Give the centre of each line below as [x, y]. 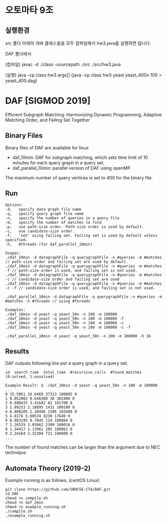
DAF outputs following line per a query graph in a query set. [67, 363]
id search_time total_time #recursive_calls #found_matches [73, 373]
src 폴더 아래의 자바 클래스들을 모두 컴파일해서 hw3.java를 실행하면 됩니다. [78, 43]
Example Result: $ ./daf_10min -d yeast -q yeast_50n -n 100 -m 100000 [81, 386]
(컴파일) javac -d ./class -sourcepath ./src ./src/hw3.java [63, 64]
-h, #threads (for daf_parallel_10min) [49, 244]
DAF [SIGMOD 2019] [48, 101]
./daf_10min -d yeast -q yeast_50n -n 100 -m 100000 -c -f [68, 327]
